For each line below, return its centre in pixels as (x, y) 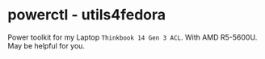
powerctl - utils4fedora (87, 15)
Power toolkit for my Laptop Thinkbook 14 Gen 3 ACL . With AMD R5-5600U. (132, 37)
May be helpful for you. (46, 45)
